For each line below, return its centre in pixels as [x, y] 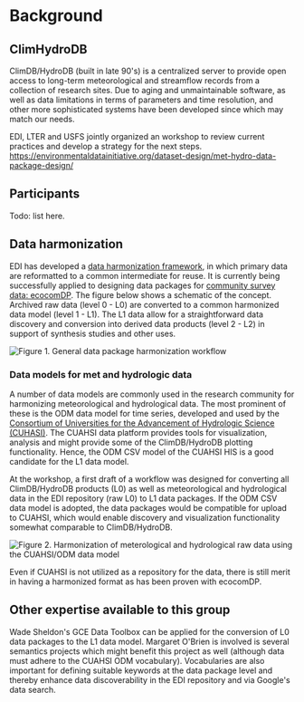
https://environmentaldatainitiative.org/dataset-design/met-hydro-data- [143, 156]
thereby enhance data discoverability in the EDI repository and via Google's [150, 679]
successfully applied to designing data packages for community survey [142, 285]
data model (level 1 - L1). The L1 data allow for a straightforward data [137, 314]
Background [56, 16]
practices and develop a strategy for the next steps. [106, 146]
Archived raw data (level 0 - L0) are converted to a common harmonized [144, 304]
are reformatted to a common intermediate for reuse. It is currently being [145, 275]
